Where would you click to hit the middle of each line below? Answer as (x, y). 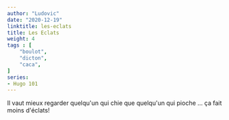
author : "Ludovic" (33, 13)
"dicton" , (33, 58)
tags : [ (19, 45)
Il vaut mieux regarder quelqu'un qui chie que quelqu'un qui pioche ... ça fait (114, 103)
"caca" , (30, 64)
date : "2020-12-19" (35, 20)
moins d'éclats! (28, 110)
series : (18, 77)
